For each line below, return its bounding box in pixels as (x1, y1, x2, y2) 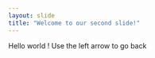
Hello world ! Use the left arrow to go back (8, 41, 147, 50)
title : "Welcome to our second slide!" (8, 19, 141, 27)
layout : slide (8, 11, 56, 20)
